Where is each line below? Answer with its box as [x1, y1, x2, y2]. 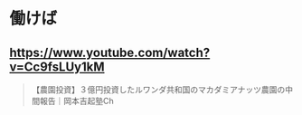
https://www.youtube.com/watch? [9, 44, 211, 60]
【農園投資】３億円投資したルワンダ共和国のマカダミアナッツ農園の [31, 84, 286, 95]
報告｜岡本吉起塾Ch [39, 96, 115, 106]
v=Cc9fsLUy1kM [9, 59, 105, 74]
